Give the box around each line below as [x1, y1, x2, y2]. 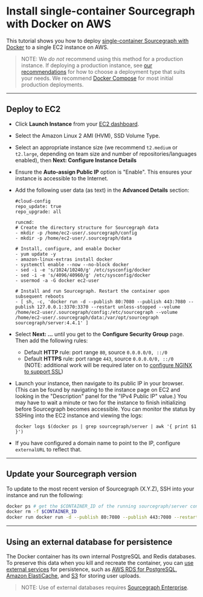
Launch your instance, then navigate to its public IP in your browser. [14, 379, 184, 387]
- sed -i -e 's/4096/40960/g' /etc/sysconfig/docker [14, 272, 151, 278]
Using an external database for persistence [6, 537, 173, 547]
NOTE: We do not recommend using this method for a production [21, 55, 183, 62]
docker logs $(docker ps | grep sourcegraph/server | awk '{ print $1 [14, 423, 197, 429]
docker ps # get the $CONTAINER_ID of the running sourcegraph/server [6, 503, 188, 509]
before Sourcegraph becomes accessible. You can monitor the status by [14, 405, 196, 413]
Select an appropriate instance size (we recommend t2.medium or [14, 143, 178, 151]
